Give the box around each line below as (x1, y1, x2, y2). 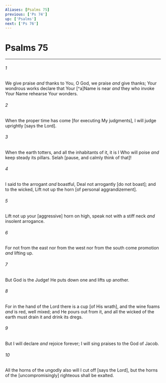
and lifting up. (5, 250, 34, 256)
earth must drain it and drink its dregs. (5, 314, 83, 320)
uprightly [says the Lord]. (5, 123, 57, 128)
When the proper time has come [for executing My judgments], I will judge (5, 117, 157, 124)
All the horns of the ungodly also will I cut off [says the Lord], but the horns (5, 367, 158, 373)
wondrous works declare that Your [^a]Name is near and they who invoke (5, 85, 155, 91)
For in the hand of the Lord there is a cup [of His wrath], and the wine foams (5, 303, 160, 309)
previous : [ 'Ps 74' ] (5, 12, 48, 17)
